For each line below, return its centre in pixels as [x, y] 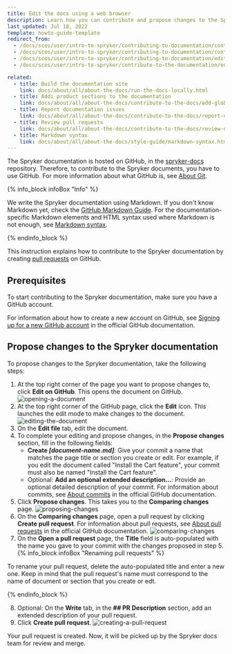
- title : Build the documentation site [71, 84]
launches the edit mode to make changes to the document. [101, 413]
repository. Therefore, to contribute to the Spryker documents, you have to [113, 169]
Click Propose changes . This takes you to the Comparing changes [113, 501]
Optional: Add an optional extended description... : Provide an [116, 479]
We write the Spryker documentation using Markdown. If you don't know [110, 203]
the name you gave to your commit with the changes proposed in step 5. [120, 546]
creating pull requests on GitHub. [54, 259]
